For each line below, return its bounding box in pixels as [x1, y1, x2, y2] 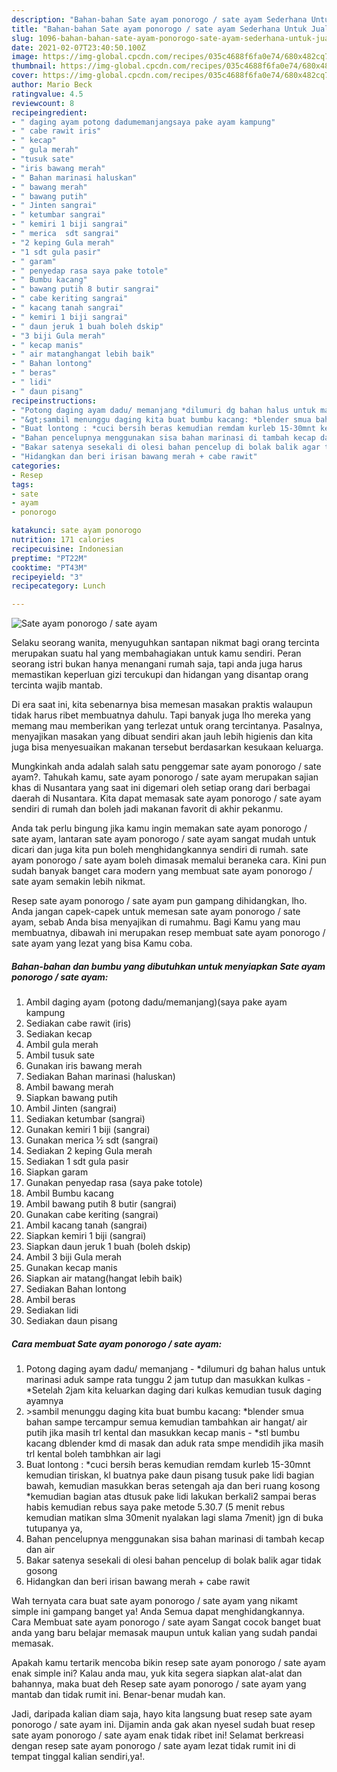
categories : [11, 461, 61, 471]
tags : [11, 479, 34, 490]
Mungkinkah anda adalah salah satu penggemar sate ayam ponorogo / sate [11, 761, 322, 773]
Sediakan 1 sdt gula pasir [25, 1156, 129, 1168]
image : [11, 52, 39, 62]
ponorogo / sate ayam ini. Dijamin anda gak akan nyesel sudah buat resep [11, 1719, 316, 1731]
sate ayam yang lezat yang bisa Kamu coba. [11, 937, 193, 950]
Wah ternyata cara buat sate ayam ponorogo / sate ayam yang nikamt [11, 1595, 298, 1607]
